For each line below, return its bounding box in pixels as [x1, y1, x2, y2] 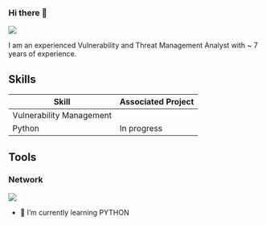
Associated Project [119, 96, 194, 108]
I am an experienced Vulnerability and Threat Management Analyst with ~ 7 [8, 40, 259, 51]
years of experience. [8, 49, 77, 59]
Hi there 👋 [8, 7, 48, 18]
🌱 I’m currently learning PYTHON [19, 207, 130, 217]
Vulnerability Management [12, 110, 113, 121]
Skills [8, 72, 36, 86]
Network [8, 174, 43, 186]
